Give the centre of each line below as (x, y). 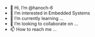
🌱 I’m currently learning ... (37, 18)
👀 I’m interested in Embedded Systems (50, 13)
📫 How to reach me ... (33, 29)
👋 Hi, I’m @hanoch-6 (31, 8)
